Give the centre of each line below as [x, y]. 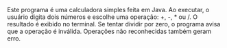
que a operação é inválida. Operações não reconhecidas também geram [109, 31]
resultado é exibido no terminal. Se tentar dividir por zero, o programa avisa [114, 24]
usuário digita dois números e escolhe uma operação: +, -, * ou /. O [102, 17]
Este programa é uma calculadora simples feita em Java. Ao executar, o [108, 10]
